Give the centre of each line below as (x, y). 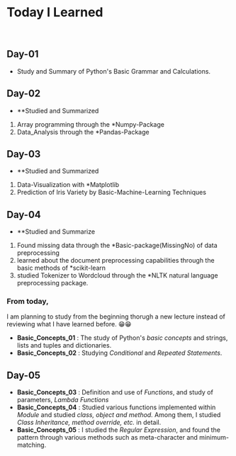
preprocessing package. (52, 283)
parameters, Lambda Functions (63, 400)
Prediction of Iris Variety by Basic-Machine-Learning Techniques (112, 193)
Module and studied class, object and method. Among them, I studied (119, 415)
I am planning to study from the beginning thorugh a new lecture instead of (116, 317)
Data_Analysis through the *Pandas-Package (83, 132)
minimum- (214, 438)
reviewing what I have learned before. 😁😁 (69, 324)
